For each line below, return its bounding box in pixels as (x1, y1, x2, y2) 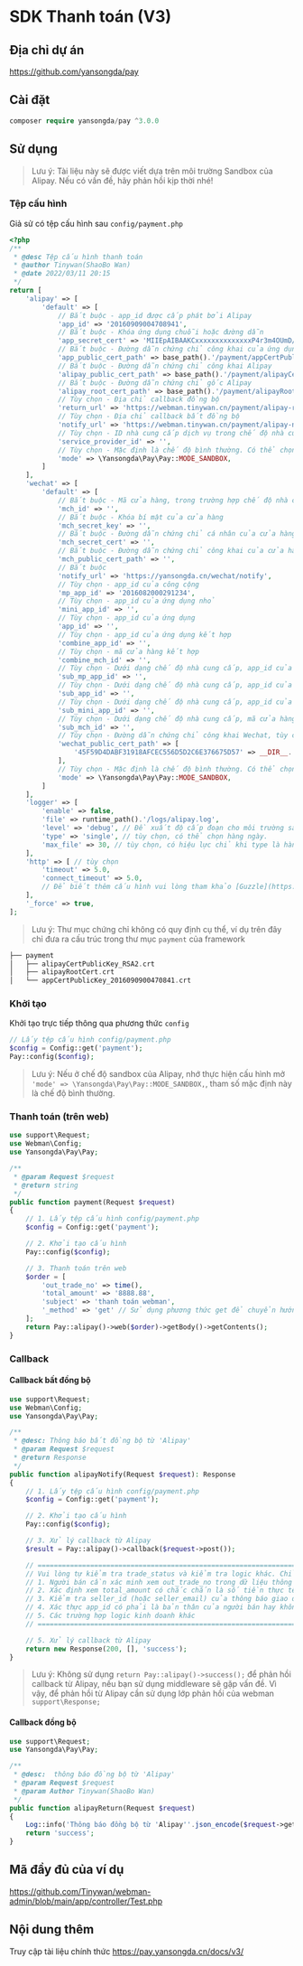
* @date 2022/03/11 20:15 (13, 269, 111, 278)
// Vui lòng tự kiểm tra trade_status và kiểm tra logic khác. (25, 1569, 277, 1578)
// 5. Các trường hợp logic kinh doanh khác (25, 1611, 196, 1621)
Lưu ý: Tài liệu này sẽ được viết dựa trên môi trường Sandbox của (31, 165, 273, 176)
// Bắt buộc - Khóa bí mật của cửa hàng (57, 512, 224, 521)
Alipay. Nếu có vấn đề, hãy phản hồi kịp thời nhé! (31, 174, 214, 186)
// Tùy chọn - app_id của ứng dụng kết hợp (57, 630, 232, 639)
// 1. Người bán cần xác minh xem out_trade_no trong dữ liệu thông (25, 1577, 293, 1587)
